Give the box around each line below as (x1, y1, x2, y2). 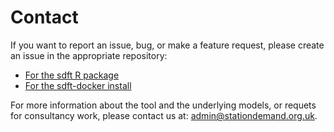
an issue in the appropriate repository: (10, 49, 168, 61)
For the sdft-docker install (24, 79, 132, 91)
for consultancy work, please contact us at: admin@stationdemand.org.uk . (10, 109, 318, 121)
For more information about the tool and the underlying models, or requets (10, 99, 317, 111)
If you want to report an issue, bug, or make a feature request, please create (10, 39, 325, 51)
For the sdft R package (24, 69, 120, 81)
